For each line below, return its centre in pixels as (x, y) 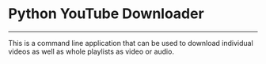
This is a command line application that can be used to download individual (131, 43)
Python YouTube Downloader (106, 14)
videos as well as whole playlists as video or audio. (91, 51)
